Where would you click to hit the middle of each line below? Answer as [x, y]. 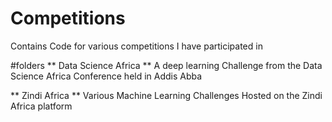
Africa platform [41, 106]
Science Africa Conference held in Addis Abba [106, 76]
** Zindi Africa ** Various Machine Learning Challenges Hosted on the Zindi [166, 95]
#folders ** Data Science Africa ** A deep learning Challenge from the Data [166, 65]
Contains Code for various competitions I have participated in [136, 46]
